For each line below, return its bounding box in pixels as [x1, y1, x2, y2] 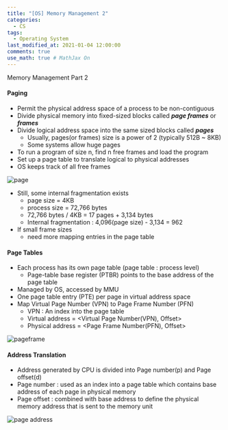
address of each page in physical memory [16, 388, 136, 396]
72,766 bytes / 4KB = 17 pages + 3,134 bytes [27, 210, 154, 219]
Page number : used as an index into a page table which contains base [16, 381, 217, 389]
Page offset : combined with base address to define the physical [16, 395, 199, 403]
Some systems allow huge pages [27, 140, 121, 149]
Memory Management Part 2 [7, 73, 88, 81]
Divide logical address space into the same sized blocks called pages [16, 126, 214, 134]
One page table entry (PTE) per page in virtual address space [16, 292, 191, 301]
